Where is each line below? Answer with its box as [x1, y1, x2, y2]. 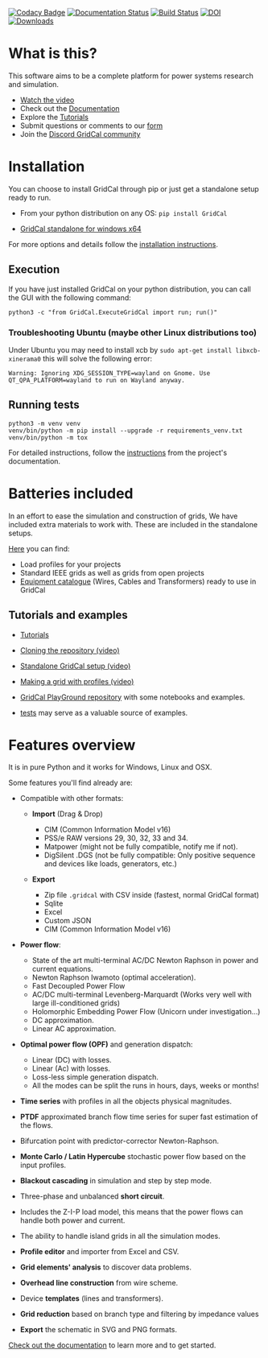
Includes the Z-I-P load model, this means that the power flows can [19, 1207, 244, 1217]
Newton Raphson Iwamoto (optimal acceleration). [31, 972, 196, 982]
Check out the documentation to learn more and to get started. [8, 1340, 216, 1350]
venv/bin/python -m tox [8, 433, 89, 442]
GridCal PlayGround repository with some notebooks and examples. [19, 692, 245, 702]
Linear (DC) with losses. [31, 1055, 112, 1065]
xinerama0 [8, 355, 42, 363]
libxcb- [235, 346, 262, 354]
